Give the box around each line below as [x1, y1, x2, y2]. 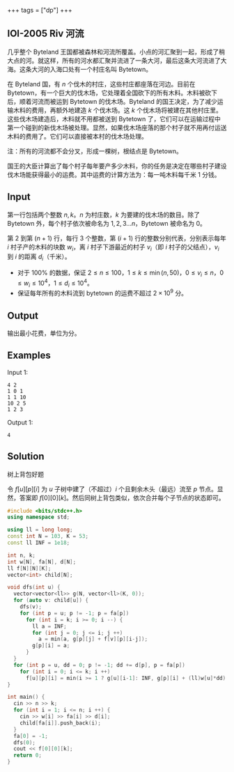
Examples [7, 350, 51, 362]
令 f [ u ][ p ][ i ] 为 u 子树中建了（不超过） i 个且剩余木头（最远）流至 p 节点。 [7, 484, 218, 493]
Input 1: [7, 368, 29, 376]
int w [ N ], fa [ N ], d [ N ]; [7, 558, 77, 565]
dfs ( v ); [19, 603, 42, 610]
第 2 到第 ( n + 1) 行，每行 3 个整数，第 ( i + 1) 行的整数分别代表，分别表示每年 [7, 233, 226, 242]
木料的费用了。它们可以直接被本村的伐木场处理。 [7, 132, 148, 140]
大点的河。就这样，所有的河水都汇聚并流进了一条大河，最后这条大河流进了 [7, 56, 221, 65]
